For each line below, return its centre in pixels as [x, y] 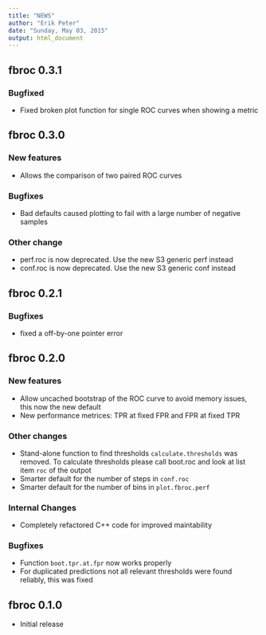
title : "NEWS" [32, 16]
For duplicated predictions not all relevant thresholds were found [126, 571]
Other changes [38, 436]
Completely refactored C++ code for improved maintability [116, 525]
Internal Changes [43, 508]
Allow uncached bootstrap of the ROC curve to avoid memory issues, [133, 398]
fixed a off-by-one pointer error [71, 333]
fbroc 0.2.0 [37, 358]
